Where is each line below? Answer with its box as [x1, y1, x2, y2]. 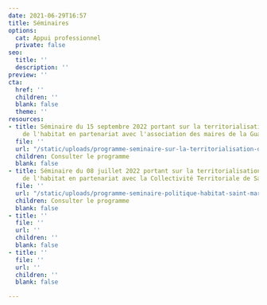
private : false [15, 41, 66, 49]
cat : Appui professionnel [15, 33, 102, 42]
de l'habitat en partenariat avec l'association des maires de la [22, 130, 247, 138]
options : [8, 26, 37, 34]
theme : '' [15, 108, 48, 116]
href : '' [15, 85, 44, 94]
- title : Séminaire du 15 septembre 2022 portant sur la [8, 123, 201, 131]
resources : [8, 115, 44, 123]
